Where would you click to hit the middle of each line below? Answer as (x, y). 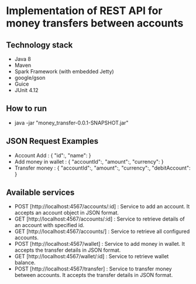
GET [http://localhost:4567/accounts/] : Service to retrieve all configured (102, 231)
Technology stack (39, 45)
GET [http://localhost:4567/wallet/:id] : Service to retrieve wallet (92, 256)
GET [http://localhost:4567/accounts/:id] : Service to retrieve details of (100, 219)
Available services (40, 193)
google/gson (30, 78)
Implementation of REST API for (84, 11)
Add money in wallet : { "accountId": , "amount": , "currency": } (89, 161)
